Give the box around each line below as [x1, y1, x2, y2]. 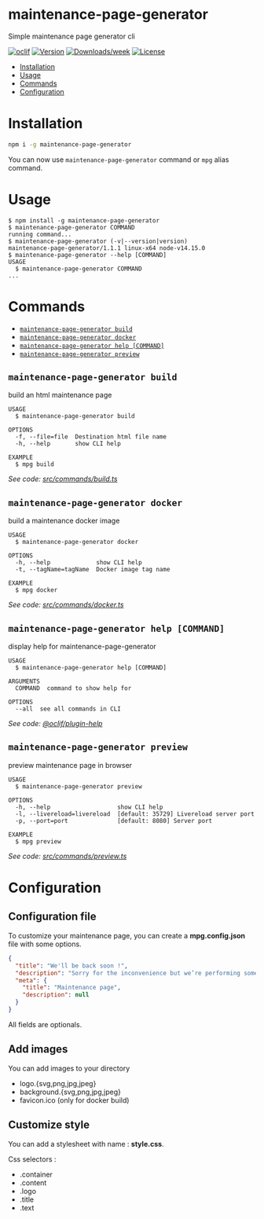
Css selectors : [8, 1154, 57, 1164]
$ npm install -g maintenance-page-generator [8, 216, 159, 225]
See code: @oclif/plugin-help [8, 719, 103, 729]
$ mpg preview [15, 837, 61, 846]
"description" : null [22, 991, 90, 999]
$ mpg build [15, 461, 55, 468]
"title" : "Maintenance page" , [22, 984, 122, 992]
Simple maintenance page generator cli [8, 31, 135, 41]
